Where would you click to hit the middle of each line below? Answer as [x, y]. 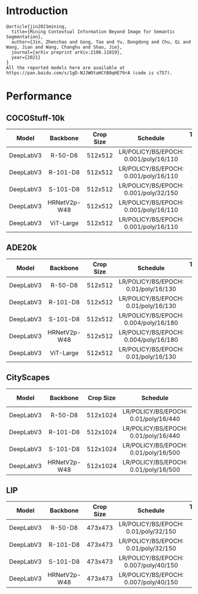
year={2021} [26, 57]
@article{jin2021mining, [37, 26]
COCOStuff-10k [35, 118]
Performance [39, 96]
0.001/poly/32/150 [151, 193]
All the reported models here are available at [66, 68]
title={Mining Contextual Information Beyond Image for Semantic [93, 31]
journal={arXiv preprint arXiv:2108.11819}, [67, 52]
